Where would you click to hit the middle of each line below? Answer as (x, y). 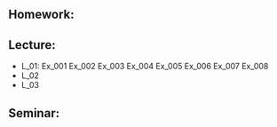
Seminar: (34, 113)
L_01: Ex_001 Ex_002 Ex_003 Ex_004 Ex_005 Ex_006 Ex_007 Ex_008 (145, 67)
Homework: (41, 15)
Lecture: (32, 45)
